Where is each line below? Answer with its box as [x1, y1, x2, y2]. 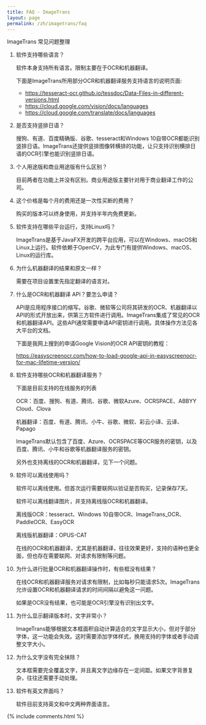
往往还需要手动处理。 [26, 674, 81, 682]
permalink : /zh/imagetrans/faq [7, 20, 87, 26]
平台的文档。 [21, 327, 54, 334]
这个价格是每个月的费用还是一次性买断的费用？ [15, 197, 134, 205]
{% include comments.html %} [7, 713, 85, 720]
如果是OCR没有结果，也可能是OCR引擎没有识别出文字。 [15, 599, 158, 606]
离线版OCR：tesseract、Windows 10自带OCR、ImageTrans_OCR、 [15, 511, 185, 518]
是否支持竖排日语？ [15, 122, 65, 129]
